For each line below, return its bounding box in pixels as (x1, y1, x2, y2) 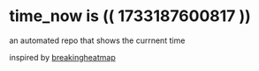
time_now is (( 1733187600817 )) (9, 6, 252, 26)
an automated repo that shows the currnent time (9, 35, 186, 46)
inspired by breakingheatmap (9, 52, 117, 62)
